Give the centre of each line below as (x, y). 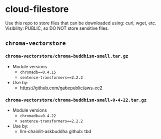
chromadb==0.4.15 (38, 72)
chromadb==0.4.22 (38, 116)
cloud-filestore (37, 9)
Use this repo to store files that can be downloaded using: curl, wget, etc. (81, 23)
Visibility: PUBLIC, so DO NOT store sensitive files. (57, 28)
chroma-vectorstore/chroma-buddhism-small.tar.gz (67, 56)
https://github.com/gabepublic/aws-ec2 (61, 88)
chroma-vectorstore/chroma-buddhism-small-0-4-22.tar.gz (76, 100)
